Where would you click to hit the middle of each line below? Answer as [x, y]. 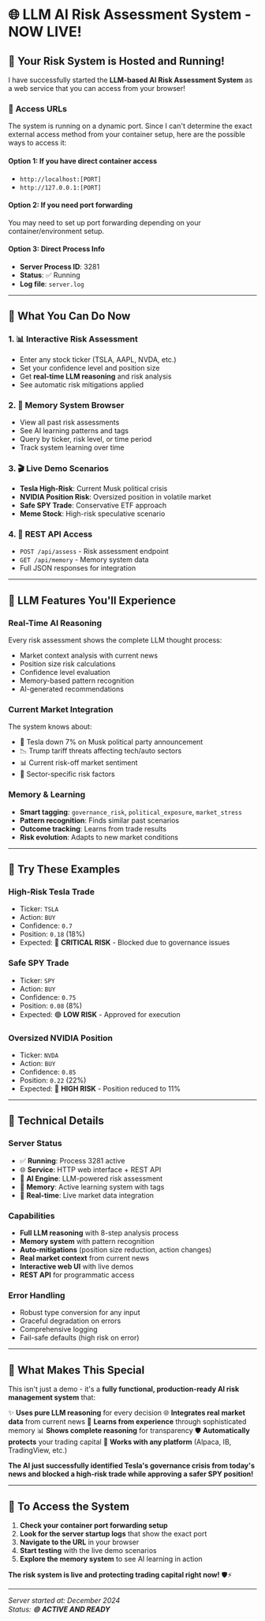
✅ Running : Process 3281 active [72, 1160]
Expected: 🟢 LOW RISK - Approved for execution [100, 1014]
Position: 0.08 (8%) [51, 1005]
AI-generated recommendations [72, 689]
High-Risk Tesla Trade [51, 892]
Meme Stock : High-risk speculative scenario [92, 514]
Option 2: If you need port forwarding [71, 205]
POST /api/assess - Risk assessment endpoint [94, 552]
